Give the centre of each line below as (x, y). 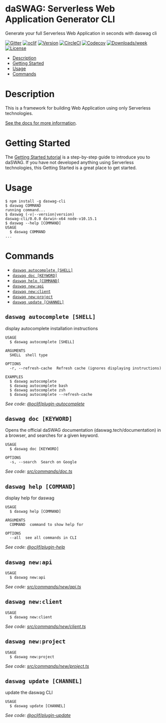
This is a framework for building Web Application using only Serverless (78, 108)
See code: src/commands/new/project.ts (47, 666)
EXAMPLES (14, 377)
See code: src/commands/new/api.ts (43, 586)
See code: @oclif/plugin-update (38, 715)
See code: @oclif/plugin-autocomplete (45, 404)
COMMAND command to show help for (47, 525)
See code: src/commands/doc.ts (39, 471)
